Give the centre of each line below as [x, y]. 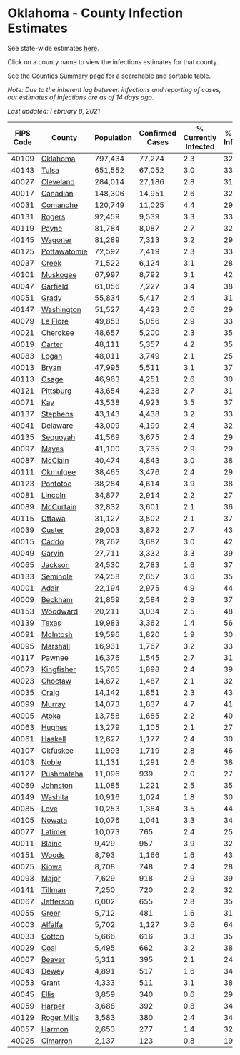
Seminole [57, 576]
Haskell [54, 739]
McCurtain [59, 506]
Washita [55, 796]
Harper [53, 1006]
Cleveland [58, 181]
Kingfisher [59, 669]
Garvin [52, 553]
